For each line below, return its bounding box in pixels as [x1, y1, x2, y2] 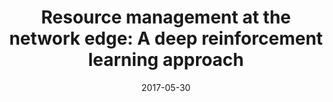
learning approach [87, 49, 245, 71]
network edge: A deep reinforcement [9, 27, 323, 50]
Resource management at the [41, 6, 291, 29]
